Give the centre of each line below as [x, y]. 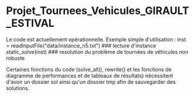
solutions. [18, 88]
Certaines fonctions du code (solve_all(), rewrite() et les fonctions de [89, 69]
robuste [16, 58]
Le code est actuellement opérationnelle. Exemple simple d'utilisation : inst [96, 39]
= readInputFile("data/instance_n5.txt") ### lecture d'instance [81, 46]
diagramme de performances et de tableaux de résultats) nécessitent [90, 76]
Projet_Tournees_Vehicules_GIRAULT [97, 11]
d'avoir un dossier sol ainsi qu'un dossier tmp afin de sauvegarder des [91, 82]
